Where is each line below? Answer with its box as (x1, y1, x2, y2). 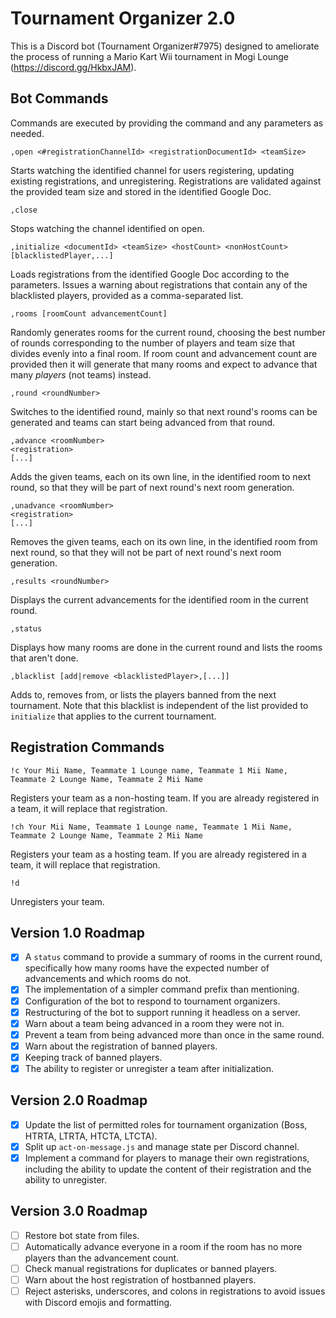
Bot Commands (10, 90, 109, 107)
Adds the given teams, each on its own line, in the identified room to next (10, 470, 311, 482)
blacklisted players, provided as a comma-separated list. (10, 289, 244, 301)
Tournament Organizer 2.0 (10, 7, 236, 30)
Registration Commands (10, 739, 165, 756)
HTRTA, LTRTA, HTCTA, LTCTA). (24, 1130, 158, 1142)
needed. (10, 127, 45, 139)
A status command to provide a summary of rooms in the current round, (24, 951, 323, 963)
